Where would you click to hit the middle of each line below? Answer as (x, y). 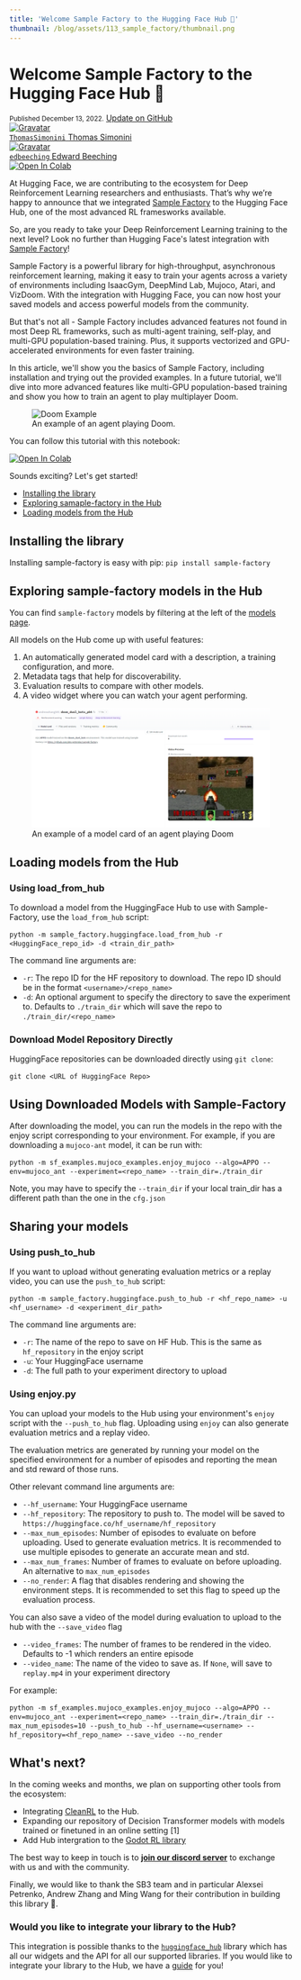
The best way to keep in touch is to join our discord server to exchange (142, 1858)
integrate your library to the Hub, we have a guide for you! (117, 1966)
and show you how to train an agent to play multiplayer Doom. (124, 397)
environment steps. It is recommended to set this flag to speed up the (151, 1590)
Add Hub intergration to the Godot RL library (104, 1840)
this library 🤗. (34, 1903)
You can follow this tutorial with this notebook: (95, 441)
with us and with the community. (70, 1867)
